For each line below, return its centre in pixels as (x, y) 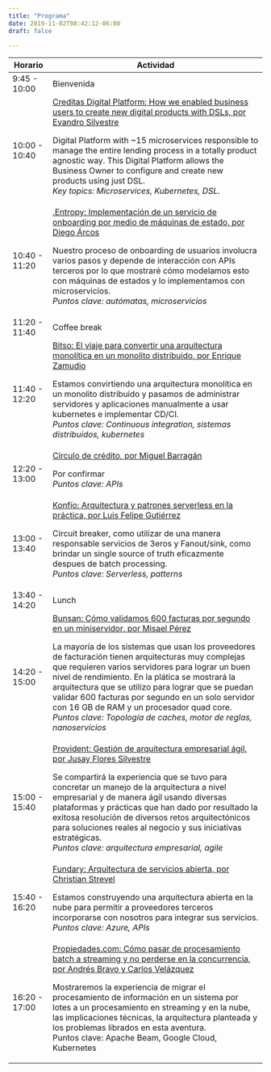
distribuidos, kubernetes (98, 435)
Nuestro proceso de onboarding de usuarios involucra (154, 251)
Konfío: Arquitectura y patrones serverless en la (143, 505)
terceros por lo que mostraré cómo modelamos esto (151, 271)
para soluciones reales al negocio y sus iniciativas (147, 828)
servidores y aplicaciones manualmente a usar (140, 404)
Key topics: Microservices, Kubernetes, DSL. (136, 191)
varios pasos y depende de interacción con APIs (144, 261)
